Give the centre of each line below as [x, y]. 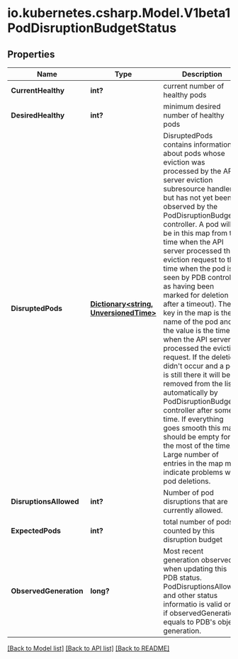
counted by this [189, 531]
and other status [191, 595]
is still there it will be [197, 375]
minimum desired [192, 106]
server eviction [188, 180]
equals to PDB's [189, 622]
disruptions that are [195, 501]
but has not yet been [198, 198]
